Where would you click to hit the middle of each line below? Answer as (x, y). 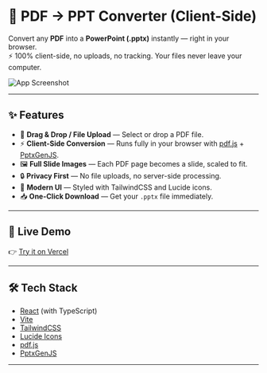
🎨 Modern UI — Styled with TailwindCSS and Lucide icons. (116, 187)
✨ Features (36, 115)
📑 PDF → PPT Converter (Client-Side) (132, 16)
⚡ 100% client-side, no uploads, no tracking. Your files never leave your (125, 56)
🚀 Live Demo (40, 232)
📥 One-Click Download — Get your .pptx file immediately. (116, 196)
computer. (25, 67)
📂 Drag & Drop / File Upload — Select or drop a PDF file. (112, 134)
